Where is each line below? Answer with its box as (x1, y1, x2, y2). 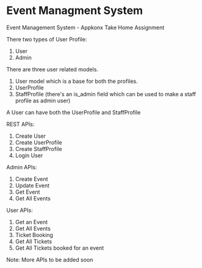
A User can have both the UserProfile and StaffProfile (6, 108, 141, 116)
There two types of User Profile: (6, 35, 87, 43)
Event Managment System (6, 4, 143, 18)
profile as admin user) (15, 97, 71, 104)
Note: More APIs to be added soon (6, 256, 93, 263)
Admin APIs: (6, 163, 37, 171)
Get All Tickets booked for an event (15, 244, 104, 252)
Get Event (15, 188, 40, 196)
